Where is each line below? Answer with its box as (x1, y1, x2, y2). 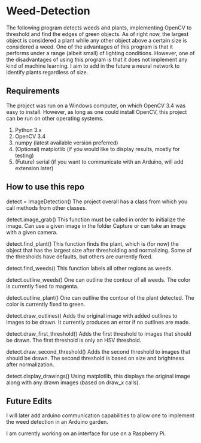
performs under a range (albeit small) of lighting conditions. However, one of (6, 49, 195, 56)
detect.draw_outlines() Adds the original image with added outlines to (6, 312, 178, 319)
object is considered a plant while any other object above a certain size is (6, 37, 187, 44)
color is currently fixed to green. (6, 300, 86, 308)
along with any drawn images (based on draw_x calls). (6, 379, 141, 386)
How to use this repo (6, 182, 85, 192)
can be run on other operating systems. (6, 114, 103, 122)
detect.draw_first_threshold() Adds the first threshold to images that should (6, 330, 191, 337)
